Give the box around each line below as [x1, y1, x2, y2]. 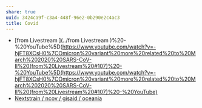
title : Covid [5, 20, 39, 26]
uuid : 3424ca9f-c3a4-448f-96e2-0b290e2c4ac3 [5, 15, 120, 21]
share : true [5, 8, 36, 15]
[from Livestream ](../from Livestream [14, 37, 109, 44]
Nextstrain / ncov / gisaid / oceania [14, 95, 103, 102]
